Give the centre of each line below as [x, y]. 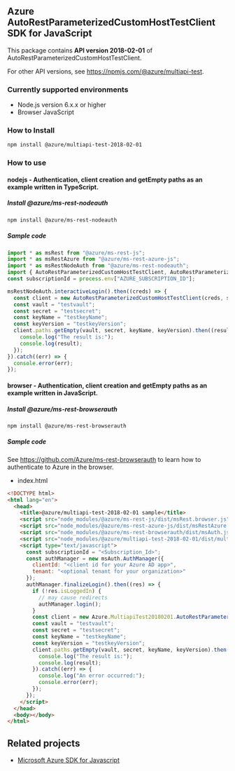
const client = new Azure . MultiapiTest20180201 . [105, 617]
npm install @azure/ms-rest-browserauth [67, 426]
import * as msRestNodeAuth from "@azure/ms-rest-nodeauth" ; [98, 266]
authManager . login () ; [70, 604]
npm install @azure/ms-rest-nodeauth [62, 220]
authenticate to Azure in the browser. [60, 467]
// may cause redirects [73, 598]
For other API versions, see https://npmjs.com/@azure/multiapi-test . [106, 71]
